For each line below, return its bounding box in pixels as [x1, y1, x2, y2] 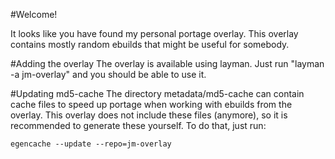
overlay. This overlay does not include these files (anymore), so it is [10, 109, 288, 121]
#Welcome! [10, 9, 58, 20]
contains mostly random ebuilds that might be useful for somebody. [10, 39, 290, 50]
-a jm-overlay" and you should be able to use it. [10, 69, 207, 80]
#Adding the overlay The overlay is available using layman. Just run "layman [10, 58, 325, 69]
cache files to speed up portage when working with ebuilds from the [10, 99, 293, 110]
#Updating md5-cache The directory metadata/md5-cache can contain [10, 88, 305, 99]
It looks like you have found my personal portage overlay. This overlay [10, 28, 299, 39]
